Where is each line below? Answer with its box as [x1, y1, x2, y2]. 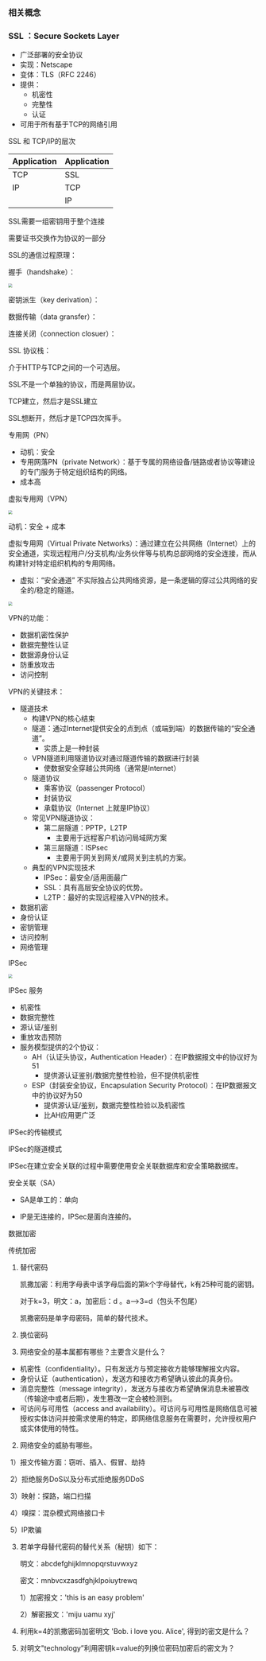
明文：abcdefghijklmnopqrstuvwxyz [19, 1559, 138, 1569]
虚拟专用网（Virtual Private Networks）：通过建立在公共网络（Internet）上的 [8, 539, 256, 548]
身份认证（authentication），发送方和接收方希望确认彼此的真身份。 [19, 1374, 237, 1383]
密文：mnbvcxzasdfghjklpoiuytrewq [19, 1576, 137, 1585]
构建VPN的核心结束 [31, 714, 95, 723]
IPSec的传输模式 [8, 1127, 62, 1137]
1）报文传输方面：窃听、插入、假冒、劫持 [10, 1457, 145, 1467]
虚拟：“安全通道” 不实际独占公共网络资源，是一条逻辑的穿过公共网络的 [19, 575, 252, 585]
